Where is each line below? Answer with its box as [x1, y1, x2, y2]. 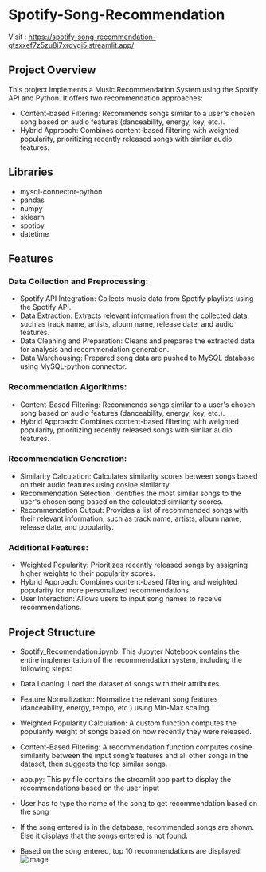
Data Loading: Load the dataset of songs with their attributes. [19, 678, 221, 688]
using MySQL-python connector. [19, 362, 127, 371]
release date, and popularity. [19, 522, 114, 531]
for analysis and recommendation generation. [19, 345, 170, 354]
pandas [19, 195, 45, 205]
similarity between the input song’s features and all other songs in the [19, 750, 248, 760]
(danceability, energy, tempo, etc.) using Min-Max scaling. [19, 702, 212, 712]
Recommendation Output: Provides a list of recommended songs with [19, 505, 248, 514]
